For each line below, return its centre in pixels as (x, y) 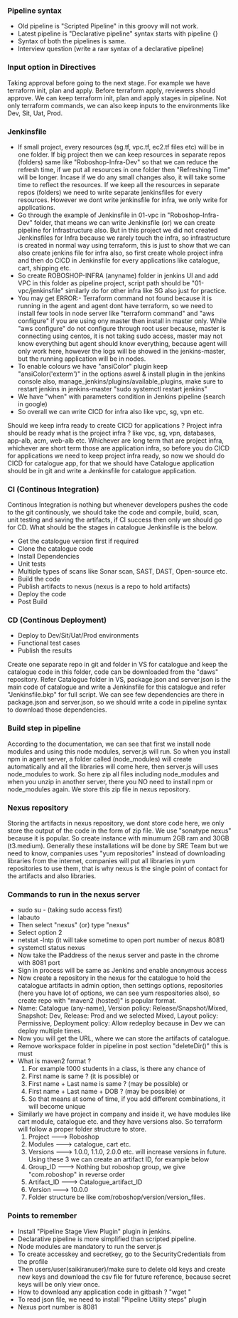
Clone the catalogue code (55, 549)
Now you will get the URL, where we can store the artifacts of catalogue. (124, 1038)
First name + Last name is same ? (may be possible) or (108, 1084)
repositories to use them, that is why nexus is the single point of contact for (118, 869)
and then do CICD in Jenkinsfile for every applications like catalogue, (119, 260)
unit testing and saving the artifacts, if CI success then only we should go (115, 520)
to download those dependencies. (57, 710)
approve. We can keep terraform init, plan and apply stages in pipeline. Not (117, 97)
